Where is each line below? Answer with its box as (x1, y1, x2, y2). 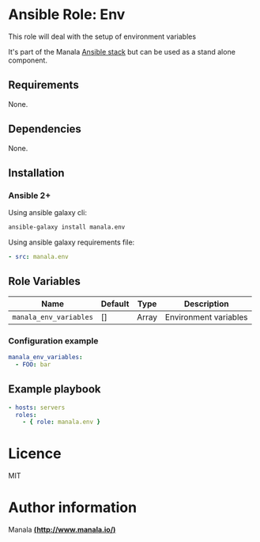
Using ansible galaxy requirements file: (8, 237, 135, 247)
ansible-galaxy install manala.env (8, 223, 126, 231)
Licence (8, 445, 62, 463)
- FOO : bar (15, 360, 51, 369)
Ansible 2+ (8, 190, 51, 201)
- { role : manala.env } (22, 418, 101, 426)
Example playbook (8, 382, 101, 396)
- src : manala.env (8, 253, 69, 261)
